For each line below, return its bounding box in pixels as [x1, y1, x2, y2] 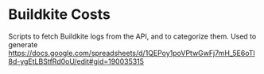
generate [8, 39, 38, 49]
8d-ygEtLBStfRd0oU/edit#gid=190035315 [8, 57, 145, 66]
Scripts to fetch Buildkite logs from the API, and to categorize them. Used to [8, 31, 257, 41]
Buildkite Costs [8, 6, 111, 24]
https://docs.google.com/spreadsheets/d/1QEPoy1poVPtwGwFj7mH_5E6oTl [8, 48, 256, 57]
